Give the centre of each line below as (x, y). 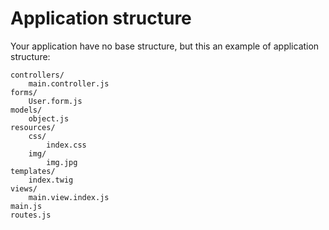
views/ (24, 188)
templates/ (33, 171)
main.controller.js (69, 83)
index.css (66, 145)
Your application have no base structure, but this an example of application (165, 46)
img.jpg (62, 162)
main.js (26, 206)
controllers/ (37, 75)
